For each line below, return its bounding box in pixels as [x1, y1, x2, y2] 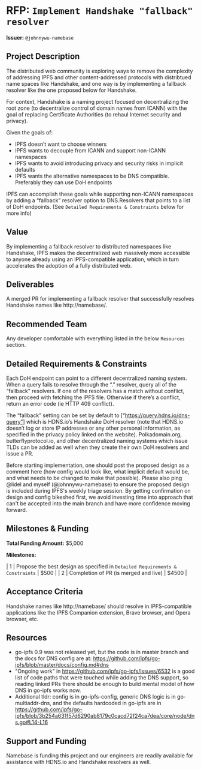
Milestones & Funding [6, 523, 89, 534]
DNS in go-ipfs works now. [14, 687, 81, 694]
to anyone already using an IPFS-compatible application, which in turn [6, 256, 179, 263]
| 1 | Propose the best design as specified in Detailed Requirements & [6, 562, 177, 570]
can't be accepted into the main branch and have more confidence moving [6, 500, 190, 507]
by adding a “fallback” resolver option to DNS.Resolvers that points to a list [6, 196, 191, 204]
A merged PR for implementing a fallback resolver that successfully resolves [6, 295, 194, 302]
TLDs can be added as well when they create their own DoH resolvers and [6, 444, 190, 451]
